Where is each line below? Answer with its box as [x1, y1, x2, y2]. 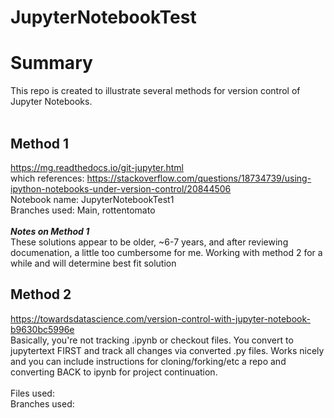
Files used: [10, 387, 55, 399]
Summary [10, 52, 93, 75]
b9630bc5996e [10, 323, 75, 335]
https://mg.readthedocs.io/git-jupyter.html [10, 161, 184, 173]
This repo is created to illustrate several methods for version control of [10, 85, 301, 97]
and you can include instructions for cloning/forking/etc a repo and [10, 355, 287, 367]
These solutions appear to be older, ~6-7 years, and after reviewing [10, 236, 289, 248]
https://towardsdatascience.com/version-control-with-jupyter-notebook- [10, 312, 311, 325]
